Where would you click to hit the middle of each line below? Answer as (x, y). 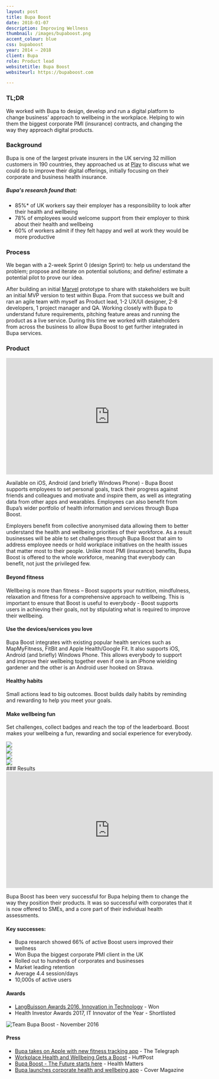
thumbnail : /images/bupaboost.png (49, 34)
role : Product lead (30, 61)
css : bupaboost (25, 45)
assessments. (23, 916)
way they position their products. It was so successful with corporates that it (99, 903)
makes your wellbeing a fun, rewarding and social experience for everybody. (99, 733)
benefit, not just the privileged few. (48, 563)
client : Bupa (22, 56)
